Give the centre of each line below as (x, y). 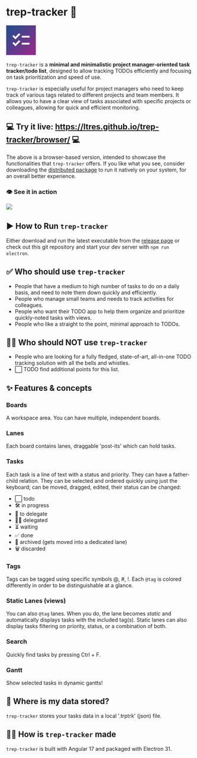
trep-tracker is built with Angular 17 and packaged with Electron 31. (89, 749)
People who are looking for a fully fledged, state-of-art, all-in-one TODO (103, 357)
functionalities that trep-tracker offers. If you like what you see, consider (96, 163)
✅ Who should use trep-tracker (66, 272)
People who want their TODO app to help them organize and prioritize (100, 311)
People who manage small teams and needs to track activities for (94, 298)
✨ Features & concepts (49, 388)
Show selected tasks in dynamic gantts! (54, 683)
